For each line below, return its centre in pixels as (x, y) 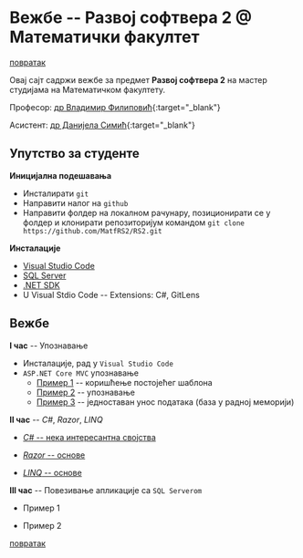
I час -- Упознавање (49, 346)
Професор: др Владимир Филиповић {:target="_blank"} (115, 107)
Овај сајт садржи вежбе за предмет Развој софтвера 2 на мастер (138, 79)
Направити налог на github (75, 202)
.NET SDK (42, 284)
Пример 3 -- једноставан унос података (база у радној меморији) (165, 402)
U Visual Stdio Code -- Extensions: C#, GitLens (111, 294)
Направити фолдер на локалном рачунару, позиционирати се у (146, 212)
